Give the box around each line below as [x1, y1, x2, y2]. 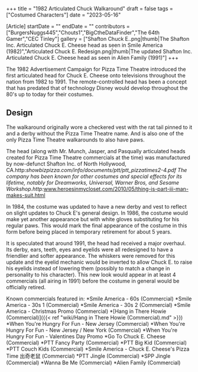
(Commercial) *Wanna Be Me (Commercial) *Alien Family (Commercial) [6, 359, 181, 366]
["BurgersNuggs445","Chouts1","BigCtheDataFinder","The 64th [6, 29, 160, 36]
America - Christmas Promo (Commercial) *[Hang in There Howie [6, 308, 167, 315]
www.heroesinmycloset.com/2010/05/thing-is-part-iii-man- [43, 185, 189, 192]
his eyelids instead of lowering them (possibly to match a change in [6, 264, 170, 271]
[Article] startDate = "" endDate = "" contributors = [6, 23, 130, 30]
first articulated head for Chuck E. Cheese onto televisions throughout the [6, 72, 186, 79]
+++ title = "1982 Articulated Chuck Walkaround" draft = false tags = [6, 5, 173, 12]
